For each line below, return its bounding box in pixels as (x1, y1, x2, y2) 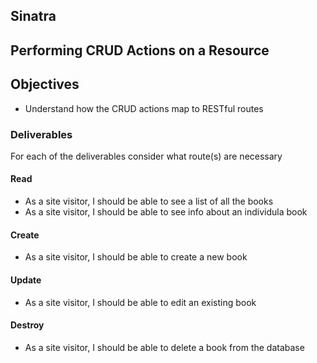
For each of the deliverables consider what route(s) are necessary (10, 150, 283, 162)
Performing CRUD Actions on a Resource (10, 42, 270, 59)
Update (10, 274, 42, 286)
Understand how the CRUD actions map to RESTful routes (24, 102, 264, 114)
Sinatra (10, 8, 57, 25)
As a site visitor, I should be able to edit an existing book (24, 296, 257, 308)
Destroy (10, 319, 45, 331)
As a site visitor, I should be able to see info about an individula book (24, 206, 308, 218)
